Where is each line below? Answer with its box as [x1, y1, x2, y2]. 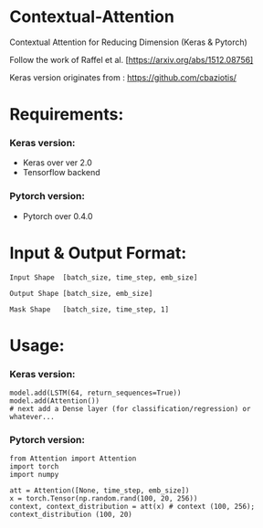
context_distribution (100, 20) [9, 510, 132, 520]
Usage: [9, 335, 66, 355]
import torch [9, 462, 59, 471]
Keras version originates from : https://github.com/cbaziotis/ [9, 71, 237, 83]
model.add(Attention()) [9, 396, 100, 406]
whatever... [9, 413, 55, 422]
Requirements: [9, 104, 124, 125]
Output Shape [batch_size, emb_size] [9, 289, 153, 298]
